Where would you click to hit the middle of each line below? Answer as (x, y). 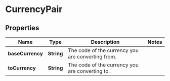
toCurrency (22, 68)
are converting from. (92, 57)
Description (105, 42)
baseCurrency (25, 54)
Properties (22, 28)
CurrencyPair (34, 9)
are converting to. (89, 71)
